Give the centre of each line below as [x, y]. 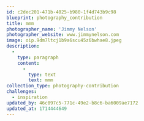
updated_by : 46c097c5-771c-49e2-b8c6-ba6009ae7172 [72, 103]
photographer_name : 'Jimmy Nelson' [52, 29]
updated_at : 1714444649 [37, 108]
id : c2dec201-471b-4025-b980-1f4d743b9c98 [61, 12]
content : [28, 63]
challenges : [21, 92]
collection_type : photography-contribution [63, 86]
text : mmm [41, 80]
